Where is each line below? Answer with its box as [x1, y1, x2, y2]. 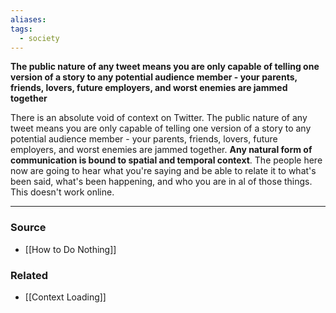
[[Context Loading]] [24, 291, 107, 303]
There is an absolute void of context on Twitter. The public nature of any [10, 112, 308, 124]
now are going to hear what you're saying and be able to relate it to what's [10, 165, 317, 177]
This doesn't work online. [10, 186, 115, 198]
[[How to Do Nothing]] [24, 243, 117, 255]
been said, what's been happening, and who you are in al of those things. [10, 176, 313, 188]
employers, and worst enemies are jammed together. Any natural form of [10, 144, 313, 156]
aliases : [10, 14, 47, 25]
